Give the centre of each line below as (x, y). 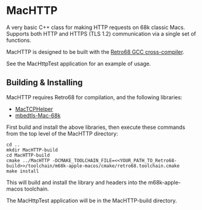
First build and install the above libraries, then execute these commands (96, 127)
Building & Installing (44, 83)
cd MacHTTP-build (28, 155)
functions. (19, 40)
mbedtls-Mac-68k (38, 115)
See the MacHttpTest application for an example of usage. (79, 64)
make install (23, 171)
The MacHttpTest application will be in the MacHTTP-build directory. (92, 200)
